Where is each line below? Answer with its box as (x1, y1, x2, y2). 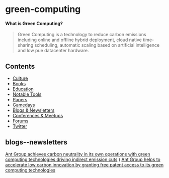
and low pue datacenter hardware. (17, 48, 89, 54)
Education (12, 86, 34, 92)
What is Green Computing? (5, 20, 63, 26)
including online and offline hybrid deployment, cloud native (17, 37, 142, 43)
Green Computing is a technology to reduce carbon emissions (17, 32, 147, 38)
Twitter (12, 123, 28, 129)
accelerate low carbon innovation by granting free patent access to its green (5, 162, 164, 168)
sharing (17, 42, 34, 48)
